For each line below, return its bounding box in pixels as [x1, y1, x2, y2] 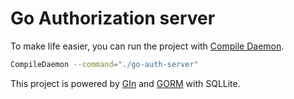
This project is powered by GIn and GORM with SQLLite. [10, 77, 241, 89]
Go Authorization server [10, 7, 216, 30]
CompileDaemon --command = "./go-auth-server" [10, 59, 199, 69]
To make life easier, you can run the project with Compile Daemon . [10, 40, 285, 52]
